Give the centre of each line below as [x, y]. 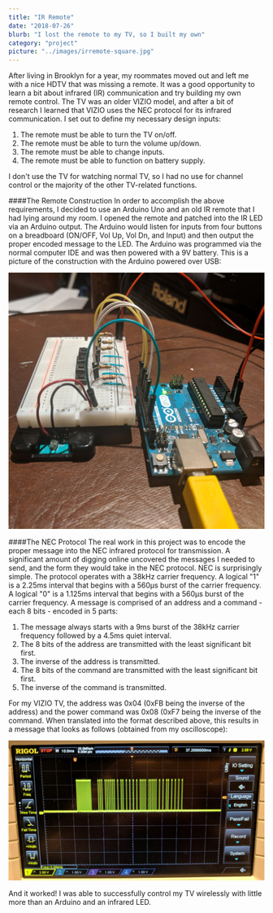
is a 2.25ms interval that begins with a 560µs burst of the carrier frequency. [135, 585]
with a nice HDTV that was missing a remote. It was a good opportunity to [132, 85]
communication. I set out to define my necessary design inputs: [115, 119]
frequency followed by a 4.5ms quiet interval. [96, 636]
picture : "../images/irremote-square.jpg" [81, 52]
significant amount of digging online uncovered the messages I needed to [132, 559]
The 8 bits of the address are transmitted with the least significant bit [136, 644]
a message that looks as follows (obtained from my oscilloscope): [118, 729]
